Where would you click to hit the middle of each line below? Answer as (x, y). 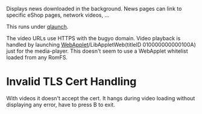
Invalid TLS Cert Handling (71, 82)
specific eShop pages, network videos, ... (58, 15)
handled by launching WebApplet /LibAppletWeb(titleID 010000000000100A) (101, 45)
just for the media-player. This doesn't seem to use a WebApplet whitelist (97, 51)
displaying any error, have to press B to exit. (61, 104)
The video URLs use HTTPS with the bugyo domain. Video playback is (93, 38)
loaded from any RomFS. (37, 57)
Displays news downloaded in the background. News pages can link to (94, 9)
